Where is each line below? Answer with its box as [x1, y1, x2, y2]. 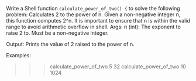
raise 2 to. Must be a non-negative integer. [6, 30, 109, 36]
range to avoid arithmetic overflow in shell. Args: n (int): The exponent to [6, 23, 181, 30]
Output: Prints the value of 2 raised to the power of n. [6, 41, 135, 47]
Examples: [6, 52, 31, 58]
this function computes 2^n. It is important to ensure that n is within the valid [6, 17, 190, 24]
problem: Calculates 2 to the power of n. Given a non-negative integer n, [6, 11, 181, 18]
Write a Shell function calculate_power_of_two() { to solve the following [6, 5, 180, 12]
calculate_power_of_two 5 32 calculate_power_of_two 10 [49, 63, 186, 70]
